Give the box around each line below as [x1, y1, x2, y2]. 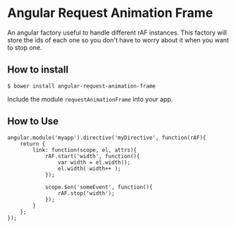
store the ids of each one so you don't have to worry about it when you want [7, 35, 229, 44]
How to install [7, 64, 69, 76]
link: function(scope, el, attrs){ [32, 146, 137, 153]
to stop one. [7, 43, 42, 52]
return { [20, 140, 46, 148]
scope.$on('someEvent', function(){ [44, 184, 153, 191]
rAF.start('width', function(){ [44, 152, 140, 160]
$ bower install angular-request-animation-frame [7, 83, 156, 90]
